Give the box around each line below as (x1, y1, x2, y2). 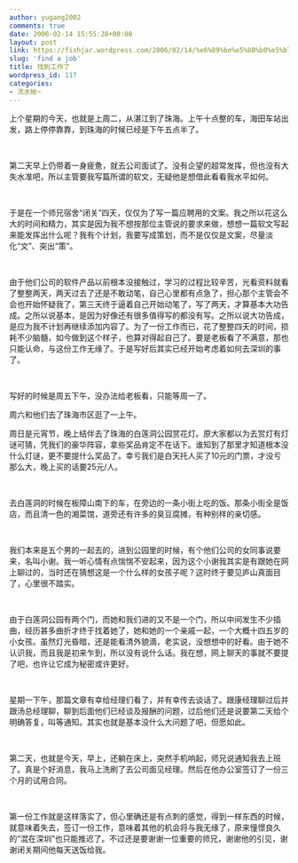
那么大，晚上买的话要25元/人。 (9, 461, 122, 471)
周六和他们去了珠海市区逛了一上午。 (9, 409, 142, 420)
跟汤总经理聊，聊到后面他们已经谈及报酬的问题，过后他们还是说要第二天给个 (9, 705, 289, 716)
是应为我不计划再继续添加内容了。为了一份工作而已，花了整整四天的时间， (9, 321, 281, 331)
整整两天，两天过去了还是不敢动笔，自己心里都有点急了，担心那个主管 (16, 288, 273, 298)
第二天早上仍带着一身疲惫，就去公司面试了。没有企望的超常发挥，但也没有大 (9, 160, 289, 170)
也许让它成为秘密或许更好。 (32, 658, 134, 669)
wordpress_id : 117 (9, 71, 77, 80)
